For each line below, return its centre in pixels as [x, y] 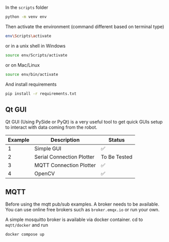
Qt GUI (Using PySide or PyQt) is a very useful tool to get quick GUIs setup [84, 122]
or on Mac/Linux [23, 65]
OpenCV [45, 174]
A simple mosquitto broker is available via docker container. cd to [74, 219]
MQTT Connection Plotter [65, 165]
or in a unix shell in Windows [35, 46]
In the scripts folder [27, 7]
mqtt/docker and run [27, 225]
